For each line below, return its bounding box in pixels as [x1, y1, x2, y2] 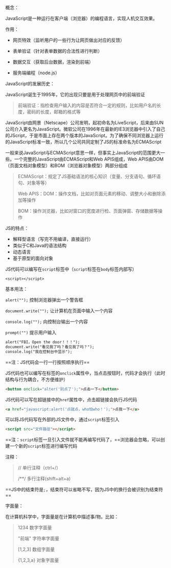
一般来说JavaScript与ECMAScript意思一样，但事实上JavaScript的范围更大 [5, 150, 161, 156]
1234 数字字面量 [17, 525, 52, 531]
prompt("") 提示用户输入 [5, 330, 57, 335]
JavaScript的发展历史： [5, 81, 55, 86]
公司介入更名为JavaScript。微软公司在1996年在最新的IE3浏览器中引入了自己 [5, 126, 165, 132]
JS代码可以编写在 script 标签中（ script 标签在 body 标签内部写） [5, 266, 137, 272]
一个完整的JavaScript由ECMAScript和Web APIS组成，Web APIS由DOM [14, 156, 164, 162]
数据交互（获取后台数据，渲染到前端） [12, 59, 93, 65]
